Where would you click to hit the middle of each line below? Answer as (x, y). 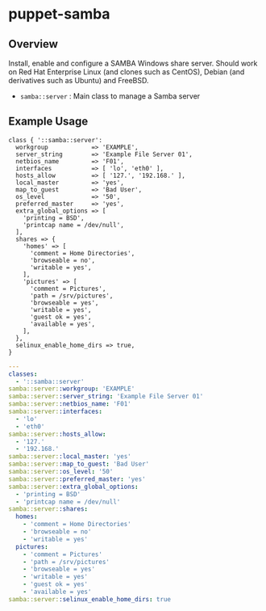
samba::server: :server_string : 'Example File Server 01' (106, 397)
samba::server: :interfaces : (56, 412)
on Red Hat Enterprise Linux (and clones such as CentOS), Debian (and (127, 72)
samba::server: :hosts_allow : (57, 434)
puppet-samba (59, 14)
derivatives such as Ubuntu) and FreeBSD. (79, 80)
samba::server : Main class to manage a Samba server (110, 96)
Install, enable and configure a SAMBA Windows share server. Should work (133, 63)
